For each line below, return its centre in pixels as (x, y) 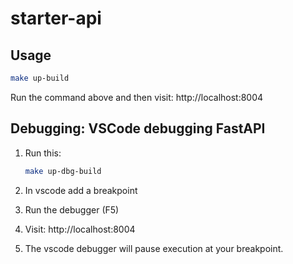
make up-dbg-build (63, 171)
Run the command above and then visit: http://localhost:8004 (137, 97)
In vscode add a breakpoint (81, 190)
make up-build (40, 78)
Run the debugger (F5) (72, 209)
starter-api (56, 18)
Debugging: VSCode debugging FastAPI (138, 128)
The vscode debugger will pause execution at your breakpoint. (154, 248)
